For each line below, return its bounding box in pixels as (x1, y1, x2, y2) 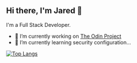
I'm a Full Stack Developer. (6, 21, 71, 28)
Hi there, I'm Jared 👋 (6, 6, 83, 16)
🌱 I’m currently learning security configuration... (14, 38, 132, 45)
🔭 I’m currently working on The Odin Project (14, 33, 122, 40)
